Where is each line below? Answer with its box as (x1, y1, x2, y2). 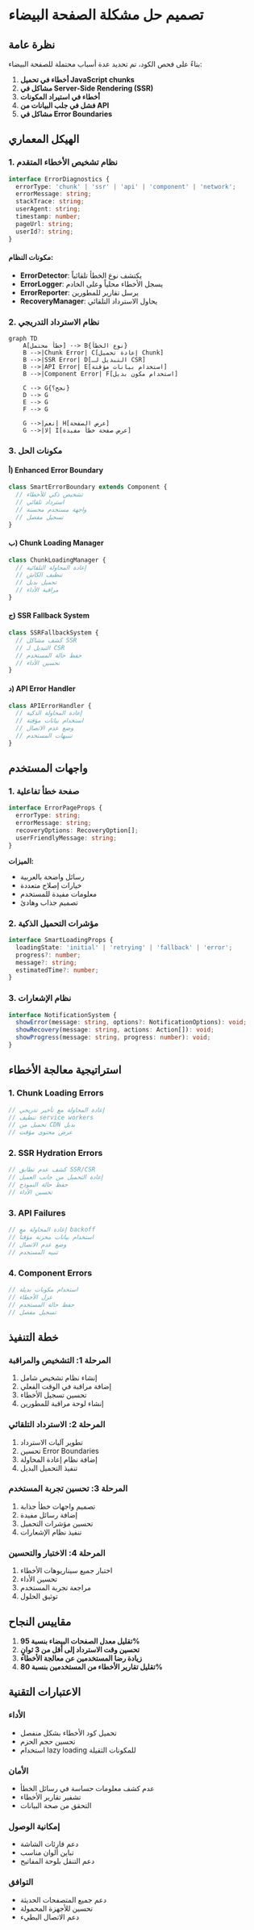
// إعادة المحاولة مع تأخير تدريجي (8, 1106, 105, 1114)
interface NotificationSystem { (8, 1011, 117, 1019)
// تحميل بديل (15, 579, 57, 587)
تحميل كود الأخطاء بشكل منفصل (19, 1727, 117, 1737)
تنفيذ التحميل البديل (19, 1463, 78, 1472)
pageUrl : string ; (15, 220, 74, 228)
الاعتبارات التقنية (8, 1685, 81, 1699)
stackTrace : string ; (15, 198, 85, 206)
